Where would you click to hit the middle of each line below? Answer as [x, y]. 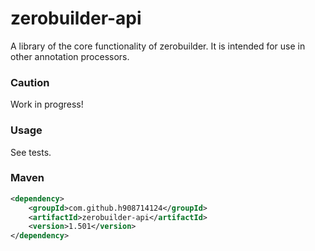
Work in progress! [47, 104]
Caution [30, 82]
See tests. [31, 152]
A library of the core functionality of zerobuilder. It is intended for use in [158, 46]
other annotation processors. [70, 56]
